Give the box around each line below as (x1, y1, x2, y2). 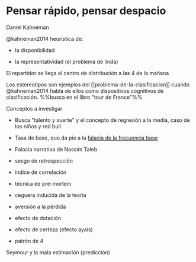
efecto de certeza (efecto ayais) (14, 226, 93, 233)
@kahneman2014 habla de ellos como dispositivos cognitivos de (6, 87, 164, 94)
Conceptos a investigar (6, 105, 63, 112)
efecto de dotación (14, 214, 61, 221)
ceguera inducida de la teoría (14, 191, 86, 199)
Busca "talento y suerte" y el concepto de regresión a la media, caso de (14, 117, 191, 124)
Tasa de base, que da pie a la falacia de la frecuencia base (14, 134, 158, 141)
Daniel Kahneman (6, 24, 49, 31)
